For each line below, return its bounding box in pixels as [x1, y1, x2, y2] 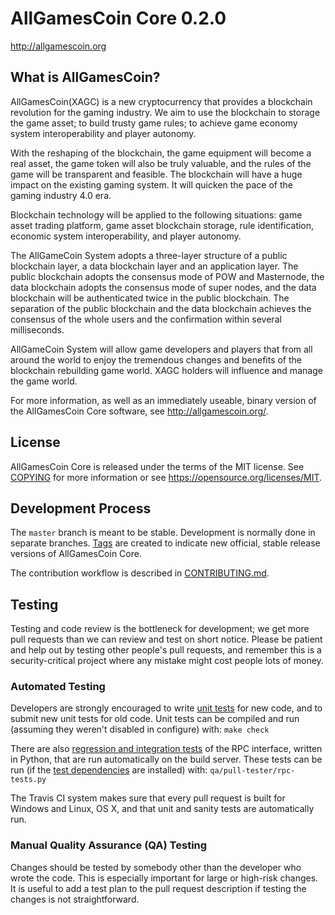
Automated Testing [10, 680, 106, 694]
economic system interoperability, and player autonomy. [10, 230, 242, 242]
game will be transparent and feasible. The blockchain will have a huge [10, 168, 303, 180]
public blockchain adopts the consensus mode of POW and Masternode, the [10, 270, 325, 282]
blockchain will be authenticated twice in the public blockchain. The [10, 292, 290, 304]
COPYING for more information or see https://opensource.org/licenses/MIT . [10, 471, 323, 483]
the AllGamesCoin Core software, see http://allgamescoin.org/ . [10, 405, 269, 417]
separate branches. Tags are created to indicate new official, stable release [10, 537, 321, 549]
